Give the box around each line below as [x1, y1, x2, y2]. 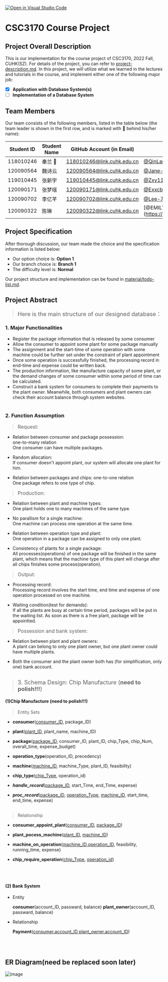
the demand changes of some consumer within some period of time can [12, 373, 161, 379]
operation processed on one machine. [12, 592, 91, 598]
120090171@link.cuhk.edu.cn [66, 186, 139, 193]
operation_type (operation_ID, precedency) [12, 753, 101, 759]
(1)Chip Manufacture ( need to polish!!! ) [5, 698, 88, 704]
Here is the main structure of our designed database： [17, 310, 162, 318]
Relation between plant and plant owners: [12, 638, 98, 644]
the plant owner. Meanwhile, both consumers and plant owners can [12, 389, 151, 395]
